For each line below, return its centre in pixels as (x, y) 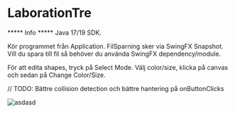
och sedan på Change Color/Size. (56, 75)
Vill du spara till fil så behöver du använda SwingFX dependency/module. (114, 54)
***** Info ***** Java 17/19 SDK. (54, 32)
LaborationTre (50, 13)
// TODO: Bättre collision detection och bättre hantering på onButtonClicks (116, 88)
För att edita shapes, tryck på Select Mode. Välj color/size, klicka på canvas (118, 67)
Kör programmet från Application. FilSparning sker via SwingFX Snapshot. (115, 46)
